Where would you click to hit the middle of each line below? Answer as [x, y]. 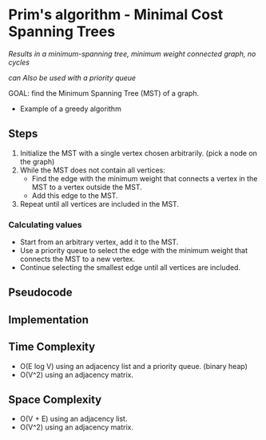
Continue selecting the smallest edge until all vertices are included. [130, 268]
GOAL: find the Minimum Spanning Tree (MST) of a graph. [104, 93]
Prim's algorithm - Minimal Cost [116, 15]
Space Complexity [55, 400]
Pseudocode [41, 293]
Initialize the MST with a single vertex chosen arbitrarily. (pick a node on [139, 153]
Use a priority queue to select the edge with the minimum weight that [133, 251]
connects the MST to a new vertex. [77, 259]
